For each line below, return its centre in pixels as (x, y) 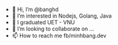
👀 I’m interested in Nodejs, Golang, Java (62, 16)
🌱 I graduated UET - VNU (43, 22)
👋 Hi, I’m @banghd (35, 9)
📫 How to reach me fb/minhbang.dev (59, 36)
